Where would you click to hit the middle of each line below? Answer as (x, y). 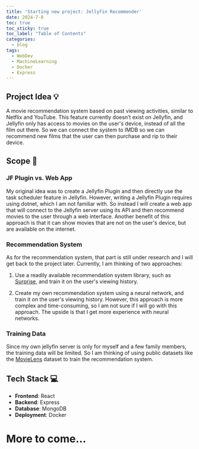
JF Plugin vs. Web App (39, 178)
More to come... (46, 439)
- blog (20, 45)
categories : (21, 39)
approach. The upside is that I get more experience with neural (92, 312)
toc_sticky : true (28, 28)
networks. (27, 318)
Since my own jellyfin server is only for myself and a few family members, (97, 347)
